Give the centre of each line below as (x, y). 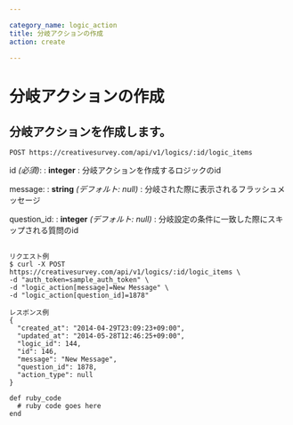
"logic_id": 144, (49, 344)
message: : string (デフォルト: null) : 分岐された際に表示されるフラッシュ (143, 189)
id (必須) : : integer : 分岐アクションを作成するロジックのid (115, 171)
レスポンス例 (29, 313)
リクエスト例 (29, 257)
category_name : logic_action (63, 25)
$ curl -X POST (37, 265)
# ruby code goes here (59, 406)
